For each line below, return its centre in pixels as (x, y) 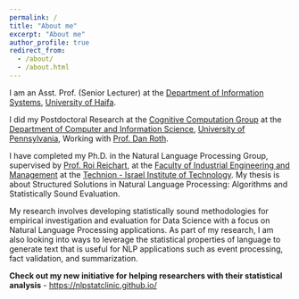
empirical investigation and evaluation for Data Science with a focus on (140, 220)
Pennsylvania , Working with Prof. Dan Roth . (89, 138)
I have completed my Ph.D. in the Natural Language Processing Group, (139, 155)
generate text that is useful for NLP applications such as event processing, (146, 249)
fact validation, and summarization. (74, 258)
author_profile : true (50, 42)
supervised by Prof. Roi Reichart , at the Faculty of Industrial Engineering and (149, 165)
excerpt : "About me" (48, 34)
